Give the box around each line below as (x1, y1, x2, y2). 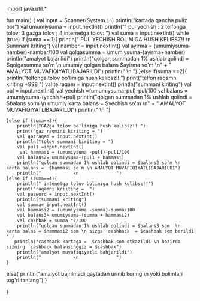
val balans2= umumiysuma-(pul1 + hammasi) (17, 154, 125, 160)
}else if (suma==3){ (6, 118, 58, 124)
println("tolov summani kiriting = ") (17, 139, 114, 145)
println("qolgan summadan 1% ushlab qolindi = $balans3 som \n (17, 223, 181, 229)
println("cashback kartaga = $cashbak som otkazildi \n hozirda (14, 239, 181, 245)
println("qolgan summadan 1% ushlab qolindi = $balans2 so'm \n (17, 160, 181, 166)
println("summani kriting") (17, 196, 87, 202)
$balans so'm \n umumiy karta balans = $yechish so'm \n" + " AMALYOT (6, 100, 186, 107)
